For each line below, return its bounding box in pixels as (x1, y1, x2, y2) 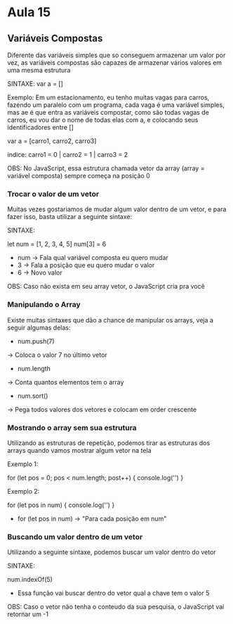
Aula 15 (7, 4, 51, 20)
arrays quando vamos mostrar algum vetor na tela (7, 446, 152, 454)
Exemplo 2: (7, 487, 40, 495)
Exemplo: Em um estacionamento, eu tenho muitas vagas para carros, (7, 93, 210, 101)
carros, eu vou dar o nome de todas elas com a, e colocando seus (7, 116, 199, 124)
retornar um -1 (7, 610, 49, 618)
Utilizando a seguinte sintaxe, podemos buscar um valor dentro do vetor (7, 548, 216, 556)
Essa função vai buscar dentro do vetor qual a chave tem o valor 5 (17, 589, 210, 597)
